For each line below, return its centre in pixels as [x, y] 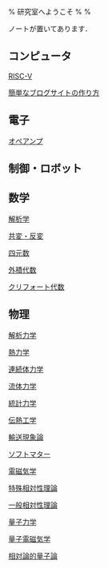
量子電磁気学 [29, 538]
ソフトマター [29, 454]
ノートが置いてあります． [50, 29]
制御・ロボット [45, 169]
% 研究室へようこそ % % [50, 12]
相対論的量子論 [33, 556]
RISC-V [20, 76]
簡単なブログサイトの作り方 [54, 92]
